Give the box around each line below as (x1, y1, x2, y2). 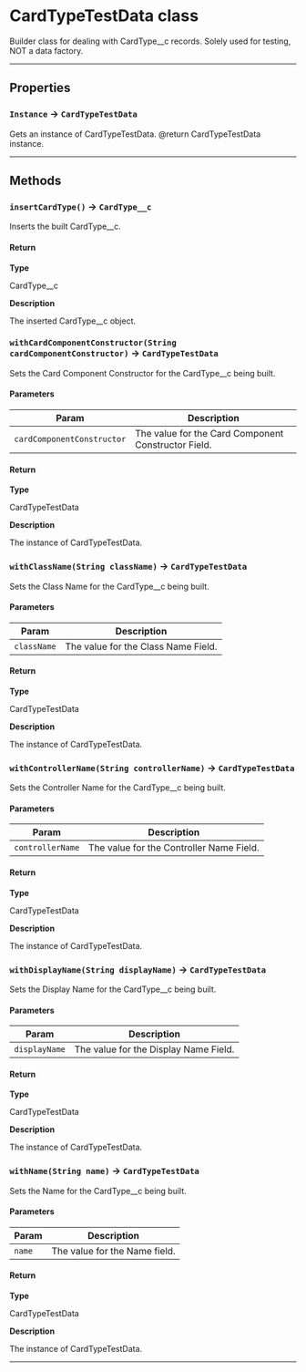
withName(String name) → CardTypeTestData (9, 1164, 200, 1177)
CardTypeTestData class (9, 5, 199, 26)
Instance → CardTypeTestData (9, 108, 138, 120)
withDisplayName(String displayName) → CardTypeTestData (9, 963, 267, 975)
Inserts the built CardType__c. (9, 221, 121, 232)
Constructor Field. (135, 438, 212, 451)
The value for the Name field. (51, 1244, 176, 1257)
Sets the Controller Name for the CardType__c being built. (9, 782, 226, 793)
